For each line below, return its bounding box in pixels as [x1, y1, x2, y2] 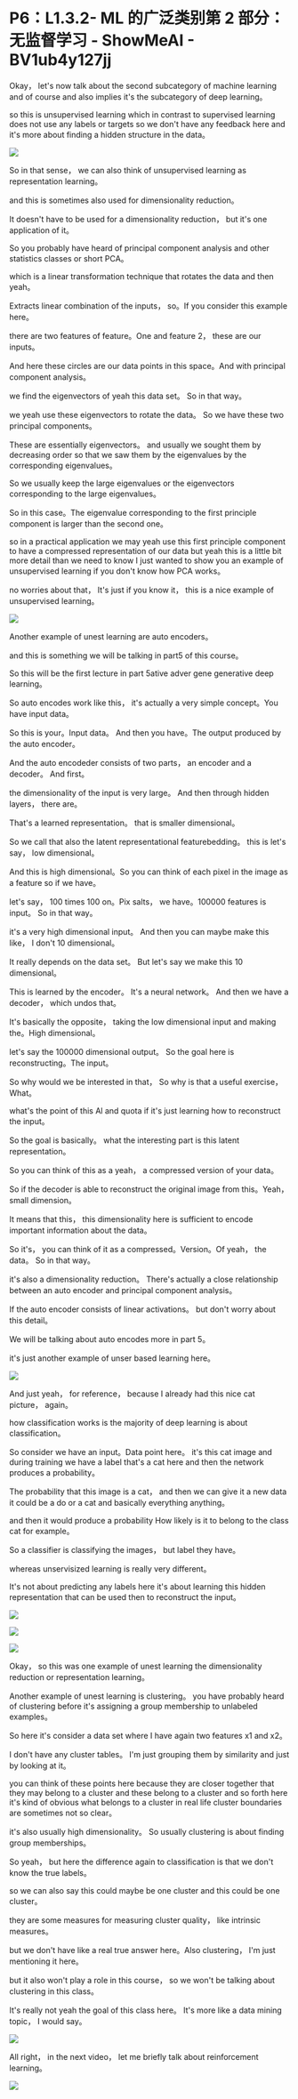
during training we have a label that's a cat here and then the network [9, 1456, 264, 1468]
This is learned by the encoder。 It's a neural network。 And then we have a [9, 986, 289, 997]
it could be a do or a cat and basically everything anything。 [9, 1497, 230, 1508]
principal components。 [9, 420, 98, 431]
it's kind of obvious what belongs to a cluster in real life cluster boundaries [9, 1797, 283, 1807]
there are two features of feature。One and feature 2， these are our [9, 330, 262, 341]
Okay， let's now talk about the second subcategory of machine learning [9, 80, 278, 91]
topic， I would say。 [9, 2015, 87, 2026]
